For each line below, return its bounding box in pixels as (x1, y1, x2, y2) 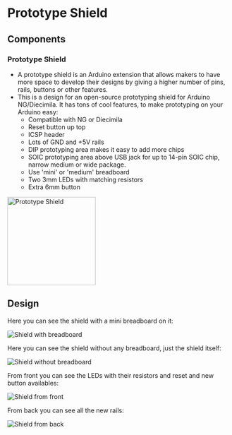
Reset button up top (28, 122, 86, 131)
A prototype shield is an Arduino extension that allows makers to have (17, 70, 221, 78)
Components (7, 33, 66, 45)
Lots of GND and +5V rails (28, 138, 104, 146)
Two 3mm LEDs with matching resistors (28, 175, 143, 184)
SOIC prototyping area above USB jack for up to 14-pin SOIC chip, (28, 153, 220, 161)
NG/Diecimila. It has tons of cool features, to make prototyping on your (17, 100, 224, 109)
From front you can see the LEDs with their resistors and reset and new (7, 371, 214, 379)
